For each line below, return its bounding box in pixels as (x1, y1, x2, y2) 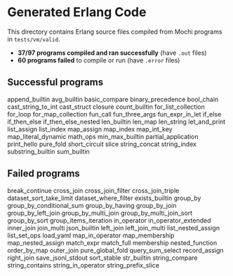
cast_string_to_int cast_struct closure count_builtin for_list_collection (7, 103, 206, 111)
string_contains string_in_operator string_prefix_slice (7, 261, 160, 269)
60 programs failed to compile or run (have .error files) (17, 55, 180, 64)
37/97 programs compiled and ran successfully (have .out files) (17, 48, 207, 57)
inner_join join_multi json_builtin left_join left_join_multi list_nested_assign (7, 223, 220, 232)
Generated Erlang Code (7, 4, 147, 20)
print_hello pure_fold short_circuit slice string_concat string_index (7, 140, 197, 148)
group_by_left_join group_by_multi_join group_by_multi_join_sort (7, 209, 193, 217)
